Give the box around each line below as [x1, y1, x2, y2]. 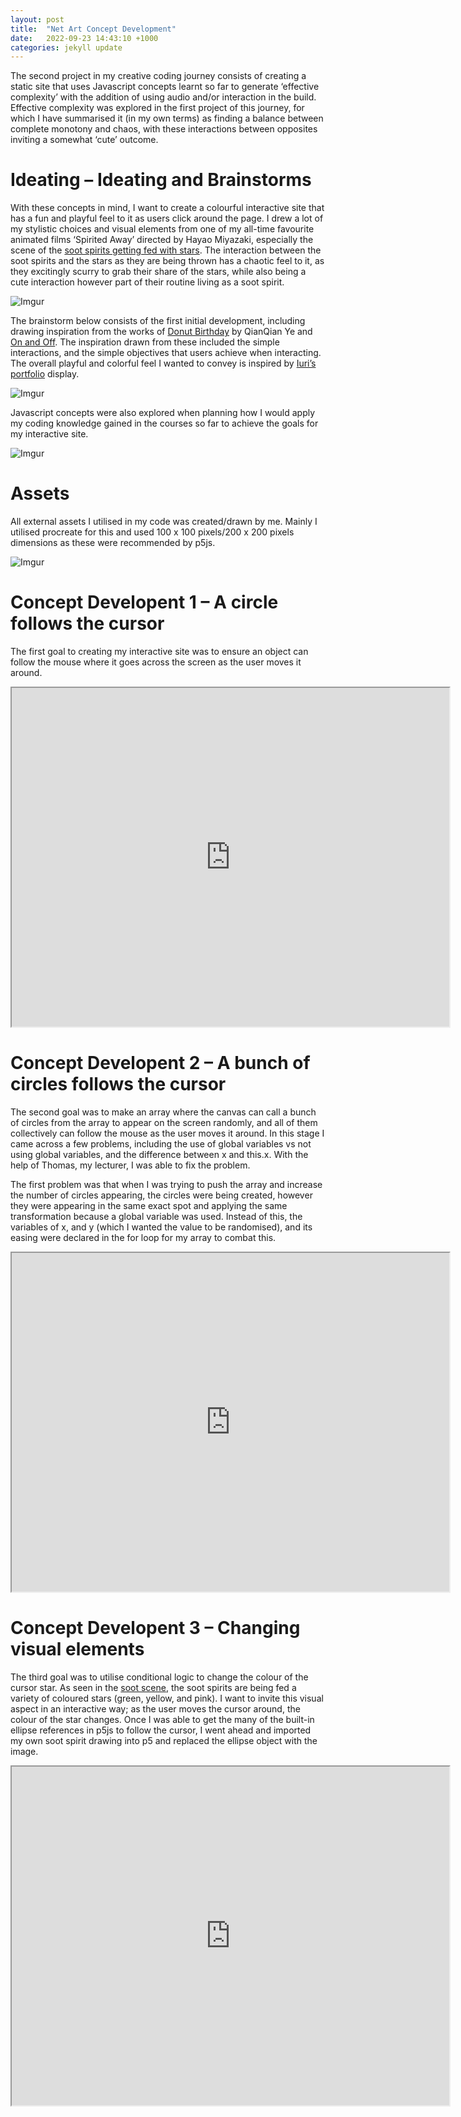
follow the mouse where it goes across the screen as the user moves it [10, 656, 302, 668]
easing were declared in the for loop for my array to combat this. [10, 1232, 277, 1243]
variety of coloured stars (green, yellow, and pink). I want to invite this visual [10, 1692, 324, 1704]
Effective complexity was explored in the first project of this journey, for [10, 102, 305, 114]
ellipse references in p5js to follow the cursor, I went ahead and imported [10, 1724, 312, 1736]
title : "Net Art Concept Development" [10, 24, 177, 34]
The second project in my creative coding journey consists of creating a [10, 70, 307, 82]
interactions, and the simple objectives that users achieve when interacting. [10, 347, 322, 359]
